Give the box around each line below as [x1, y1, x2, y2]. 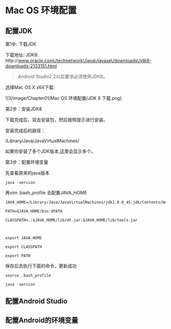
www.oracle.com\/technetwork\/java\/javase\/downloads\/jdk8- [18, 58, 152, 64]
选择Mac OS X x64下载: [5, 85, 55, 90]
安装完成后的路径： [5, 128, 46, 133]
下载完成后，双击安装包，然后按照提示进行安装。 [5, 117, 108, 123]
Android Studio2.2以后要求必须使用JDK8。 [17, 73, 108, 79]
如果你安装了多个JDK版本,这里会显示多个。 [5, 148, 96, 154]
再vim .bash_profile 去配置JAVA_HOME [5, 189, 88, 196]
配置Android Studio [5, 297, 68, 306]
